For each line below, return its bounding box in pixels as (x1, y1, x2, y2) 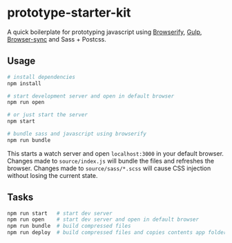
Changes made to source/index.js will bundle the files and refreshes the (7, 156, 215, 165)
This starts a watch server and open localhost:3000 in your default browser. (7, 149, 224, 157)
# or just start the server (7, 111, 88, 118)
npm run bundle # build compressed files (7, 223, 131, 230)
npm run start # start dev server (7, 210, 113, 217)
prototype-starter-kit (7, 5, 131, 21)
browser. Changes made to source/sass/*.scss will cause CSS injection (7, 164, 211, 172)
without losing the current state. (7, 171, 98, 179)
